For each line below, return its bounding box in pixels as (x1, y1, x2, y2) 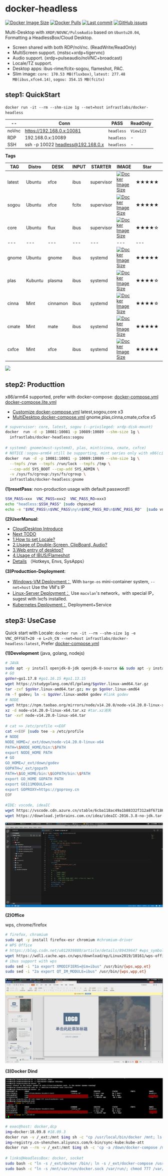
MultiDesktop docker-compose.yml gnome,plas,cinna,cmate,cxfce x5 (12, 414, 156, 420)
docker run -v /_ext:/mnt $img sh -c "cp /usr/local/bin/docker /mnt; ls (5, 1134, 162, 1139)
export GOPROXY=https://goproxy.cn (5, 787, 79, 792)
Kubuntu (25, 278, 43, 283)
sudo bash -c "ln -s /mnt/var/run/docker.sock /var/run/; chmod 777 (5, 1166, 151, 1171)
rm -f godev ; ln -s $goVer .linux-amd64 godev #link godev (5, 692, 128, 697)
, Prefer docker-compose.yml (38, 640, 99, 646)
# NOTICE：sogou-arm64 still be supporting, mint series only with (5, 451, 148, 456)
